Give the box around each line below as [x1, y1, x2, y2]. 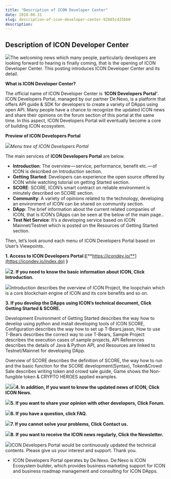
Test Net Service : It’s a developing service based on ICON [12, 217, 136, 223]
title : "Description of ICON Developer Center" [5, 7, 108, 13]
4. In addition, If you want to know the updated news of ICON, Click [15, 384, 160, 391]
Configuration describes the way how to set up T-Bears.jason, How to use [5, 326, 160, 332]
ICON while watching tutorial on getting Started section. [12, 179, 130, 186]
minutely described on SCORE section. [12, 190, 94, 196]
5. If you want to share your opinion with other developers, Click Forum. [10, 400, 165, 406]
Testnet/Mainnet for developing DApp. [5, 348, 85, 354]
